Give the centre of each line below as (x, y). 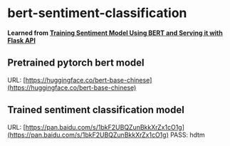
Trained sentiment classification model (96, 110)
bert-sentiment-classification (97, 13)
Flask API (21, 40)
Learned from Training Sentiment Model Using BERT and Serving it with (115, 33)
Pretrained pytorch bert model (76, 63)
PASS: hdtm (187, 135)
